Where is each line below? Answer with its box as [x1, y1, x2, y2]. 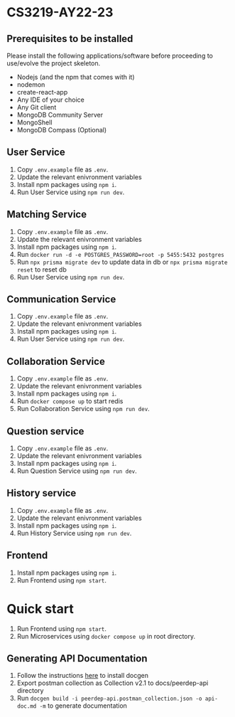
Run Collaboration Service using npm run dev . [16, 405, 150, 413]
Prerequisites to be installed [6, 33, 133, 45]
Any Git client [16, 103, 57, 111]
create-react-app [16, 88, 68, 96]
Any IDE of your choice [16, 95, 84, 104]
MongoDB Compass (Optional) [16, 126, 107, 134]
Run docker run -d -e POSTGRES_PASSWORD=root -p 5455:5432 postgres [16, 250, 224, 258]
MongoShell [16, 118, 53, 127]
